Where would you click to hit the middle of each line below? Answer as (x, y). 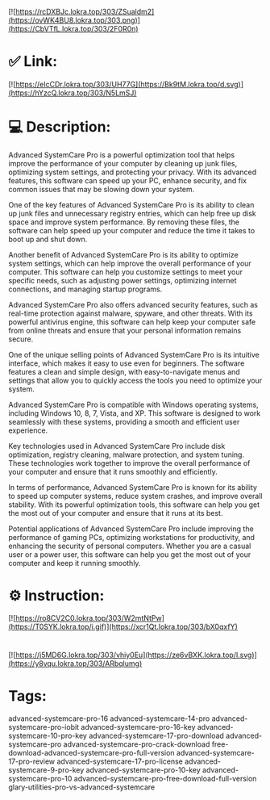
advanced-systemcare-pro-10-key (143, 769)
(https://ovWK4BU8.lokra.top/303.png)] (75, 20)
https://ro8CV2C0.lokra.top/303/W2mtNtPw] (90, 618)
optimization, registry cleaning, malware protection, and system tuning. (126, 454)
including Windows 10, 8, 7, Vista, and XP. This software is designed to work (135, 413)
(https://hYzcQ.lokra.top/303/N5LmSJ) (73, 93)
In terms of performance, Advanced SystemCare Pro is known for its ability (133, 487)
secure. (21, 339)
